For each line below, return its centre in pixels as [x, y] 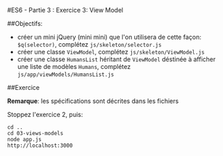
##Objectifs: [25, 23]
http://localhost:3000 [40, 146]
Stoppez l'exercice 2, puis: [45, 115]
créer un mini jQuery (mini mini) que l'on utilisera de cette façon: [109, 37]
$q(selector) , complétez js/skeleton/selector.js [89, 44]
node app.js [24, 139]
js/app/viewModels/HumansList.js [66, 75]
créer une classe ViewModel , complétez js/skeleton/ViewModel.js [111, 52]
